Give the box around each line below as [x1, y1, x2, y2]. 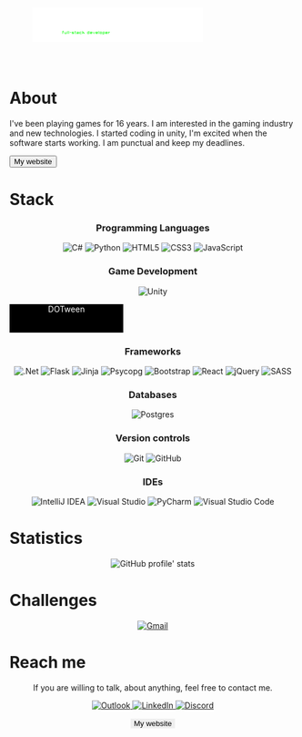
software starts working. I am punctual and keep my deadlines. [9, 137, 246, 148]
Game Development [107, 265, 198, 278]
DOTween [47, 303, 86, 314]
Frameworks [124, 344, 182, 357]
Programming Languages [95, 221, 211, 234]
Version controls [115, 432, 191, 445]
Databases [128, 388, 177, 401]
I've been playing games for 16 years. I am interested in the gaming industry [9, 118, 294, 128]
